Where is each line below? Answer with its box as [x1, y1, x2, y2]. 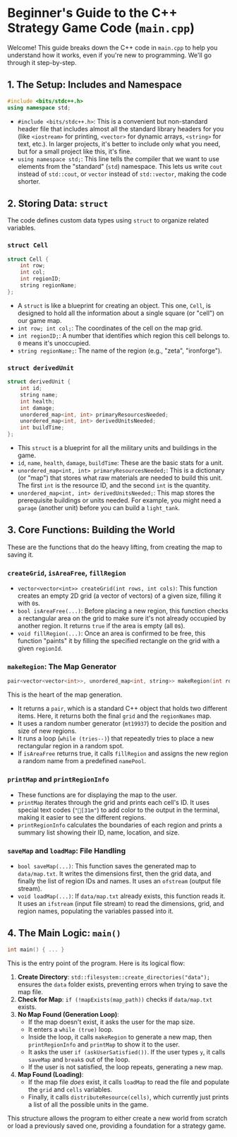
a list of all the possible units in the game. [28, 1100, 149, 1109]
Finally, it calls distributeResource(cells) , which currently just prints [28, 1092, 229, 1101]
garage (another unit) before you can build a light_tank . [17, 504, 181, 512]
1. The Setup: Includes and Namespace [7, 79, 182, 91]
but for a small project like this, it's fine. [17, 147, 133, 155]
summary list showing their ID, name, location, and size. [17, 828, 180, 837]
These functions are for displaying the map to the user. [17, 790, 178, 799]
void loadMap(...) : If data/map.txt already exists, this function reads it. [17, 892, 226, 900]
